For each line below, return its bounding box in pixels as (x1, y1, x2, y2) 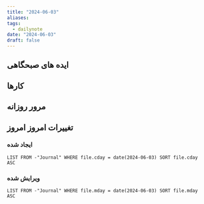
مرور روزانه (7, 101, 46, 112)
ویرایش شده (7, 173, 40, 182)
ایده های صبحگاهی (7, 60, 69, 70)
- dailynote (12, 26, 43, 32)
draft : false (7, 37, 40, 43)
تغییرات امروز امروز (7, 122, 74, 133)
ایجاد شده (7, 140, 33, 149)
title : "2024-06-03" (7, 9, 60, 15)
